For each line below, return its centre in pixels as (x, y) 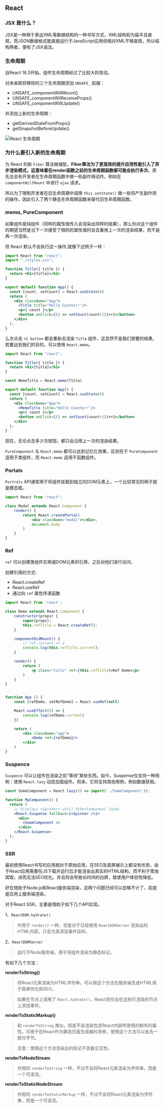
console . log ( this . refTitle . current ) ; (61, 648)
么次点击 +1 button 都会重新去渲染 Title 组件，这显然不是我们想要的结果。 (81, 338)
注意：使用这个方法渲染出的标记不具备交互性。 (64, 1048)
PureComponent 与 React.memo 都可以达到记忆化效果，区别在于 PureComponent (82, 451)
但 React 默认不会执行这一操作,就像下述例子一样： (56, 246)
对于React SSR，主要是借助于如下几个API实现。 (54, 904)
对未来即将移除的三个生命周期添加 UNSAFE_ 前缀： (55, 83)
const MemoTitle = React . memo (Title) (44, 381)
